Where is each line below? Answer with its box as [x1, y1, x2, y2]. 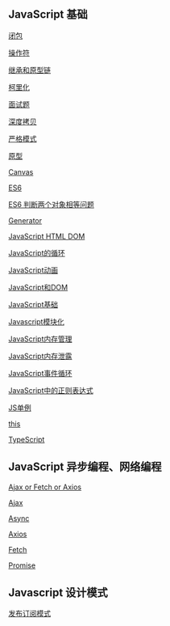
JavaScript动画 [8, 265, 59, 275]
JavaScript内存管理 [8, 334, 73, 344]
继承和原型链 [8, 65, 51, 74]
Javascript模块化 [8, 316, 64, 326]
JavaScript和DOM [8, 282, 68, 292]
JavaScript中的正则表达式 [8, 385, 94, 395]
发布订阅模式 [8, 609, 51, 619]
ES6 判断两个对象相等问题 [8, 199, 95, 209]
